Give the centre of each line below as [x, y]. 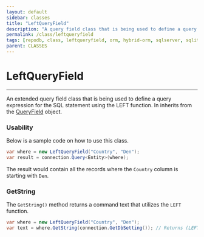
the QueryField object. [34, 111]
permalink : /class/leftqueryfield [50, 35]
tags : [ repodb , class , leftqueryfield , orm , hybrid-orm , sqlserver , [95, 40]
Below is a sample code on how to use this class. [68, 141]
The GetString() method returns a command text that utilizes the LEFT [94, 205]
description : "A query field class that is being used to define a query [102, 29]
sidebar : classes [28, 18]
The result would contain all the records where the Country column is [92, 169]
